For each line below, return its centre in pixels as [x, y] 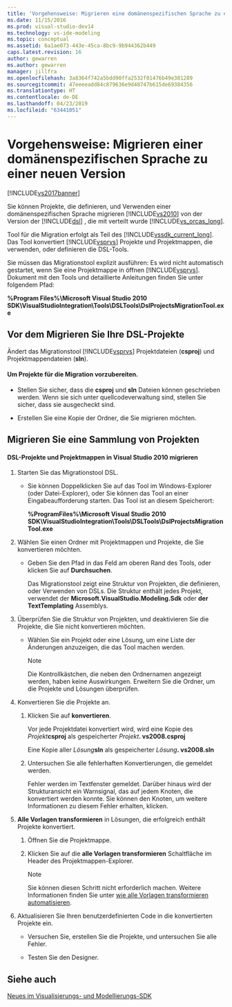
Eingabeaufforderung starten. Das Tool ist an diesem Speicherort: [120, 501]
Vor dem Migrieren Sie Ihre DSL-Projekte [96, 335]
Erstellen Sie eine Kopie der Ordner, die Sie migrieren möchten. [107, 418]
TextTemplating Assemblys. [68, 606]
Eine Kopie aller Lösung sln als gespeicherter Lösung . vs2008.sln [121, 750]
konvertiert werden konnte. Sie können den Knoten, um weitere [117, 799]
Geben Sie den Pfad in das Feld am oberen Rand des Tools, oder [119, 563]
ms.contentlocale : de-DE [43, 98]
